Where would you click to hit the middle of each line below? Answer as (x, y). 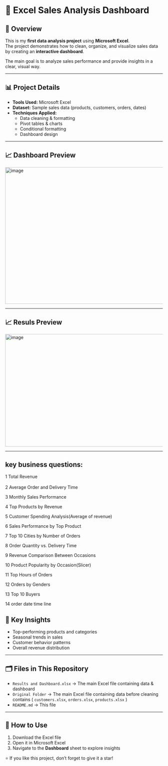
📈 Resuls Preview (34, 322)
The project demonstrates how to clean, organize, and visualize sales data (82, 46)
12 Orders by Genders (28, 584)
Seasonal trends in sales (37, 637)
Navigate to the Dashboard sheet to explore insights (66, 748)
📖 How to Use (26, 725)
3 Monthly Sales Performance (36, 497)
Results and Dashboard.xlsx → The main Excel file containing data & (83, 683)
